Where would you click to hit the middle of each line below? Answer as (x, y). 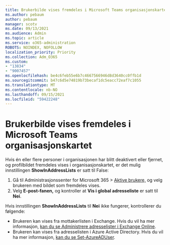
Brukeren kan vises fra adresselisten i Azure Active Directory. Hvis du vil (88, 232)
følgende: (15, 211)
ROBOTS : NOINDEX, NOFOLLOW (34, 47)
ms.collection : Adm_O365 (31, 57)
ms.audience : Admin (26, 33)
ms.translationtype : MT (30, 85)
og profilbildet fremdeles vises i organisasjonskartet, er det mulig (73, 165)
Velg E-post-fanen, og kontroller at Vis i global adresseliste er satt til (85, 191)
